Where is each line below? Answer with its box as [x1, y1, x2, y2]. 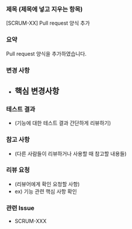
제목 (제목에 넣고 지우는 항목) [6, 5, 83, 13]
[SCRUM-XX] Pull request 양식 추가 [6, 19, 90, 27]
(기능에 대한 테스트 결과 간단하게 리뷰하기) [14, 119, 111, 127]
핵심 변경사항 [14, 86, 60, 96]
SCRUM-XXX [14, 218, 47, 225]
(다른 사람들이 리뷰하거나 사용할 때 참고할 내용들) [14, 150, 127, 157]
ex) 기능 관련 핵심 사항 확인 [14, 187, 77, 194]
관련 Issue [6, 204, 35, 212]
